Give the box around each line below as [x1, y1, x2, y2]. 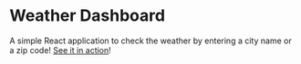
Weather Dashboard [9, 5, 166, 26]
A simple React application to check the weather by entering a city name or [9, 35, 292, 46]
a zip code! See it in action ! [9, 44, 111, 55]
